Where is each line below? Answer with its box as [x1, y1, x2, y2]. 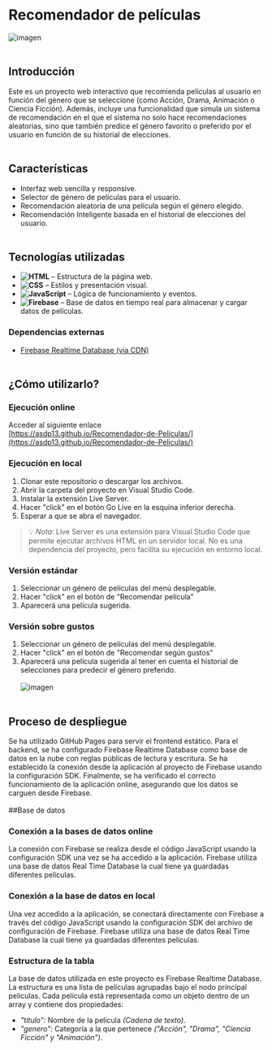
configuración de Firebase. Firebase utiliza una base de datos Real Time [8, 926, 250, 936]
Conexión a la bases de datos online [8, 826, 153, 837]
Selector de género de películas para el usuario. [19, 192, 181, 202]
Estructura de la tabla [8, 955, 95, 966]
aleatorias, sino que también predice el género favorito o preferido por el [8, 120, 252, 131]
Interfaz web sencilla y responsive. [19, 183, 137, 193]
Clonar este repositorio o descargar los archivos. [19, 476, 184, 486]
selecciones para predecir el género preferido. [19, 665, 176, 675]
